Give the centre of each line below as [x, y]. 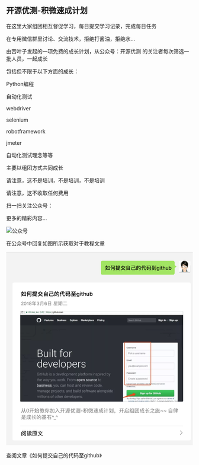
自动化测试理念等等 [30, 155]
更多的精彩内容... [27, 218]
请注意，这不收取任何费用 [37, 193]
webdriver [19, 108]
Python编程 [20, 84]
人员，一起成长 [29, 59]
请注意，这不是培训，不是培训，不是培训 [55, 180]
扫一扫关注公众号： [30, 205]
